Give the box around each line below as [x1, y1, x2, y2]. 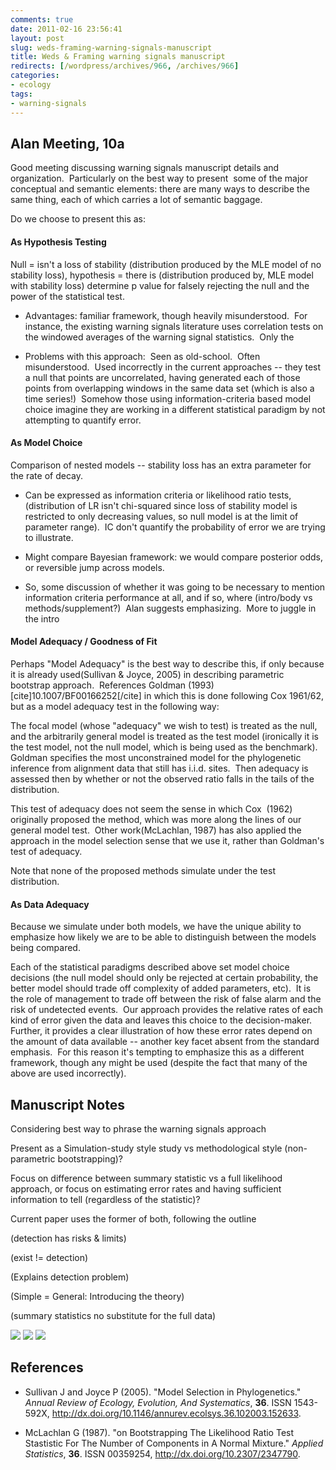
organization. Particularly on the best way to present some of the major [10, 172, 308, 185]
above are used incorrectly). [10, 1067, 127, 1080]
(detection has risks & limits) [10, 1232, 127, 1244]
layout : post [10, 33, 65, 43]
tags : [10, 89, 33, 99]
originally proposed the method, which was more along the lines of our [10, 813, 302, 825]
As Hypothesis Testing [10, 236, 107, 248]
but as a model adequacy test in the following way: [10, 700, 220, 712]
